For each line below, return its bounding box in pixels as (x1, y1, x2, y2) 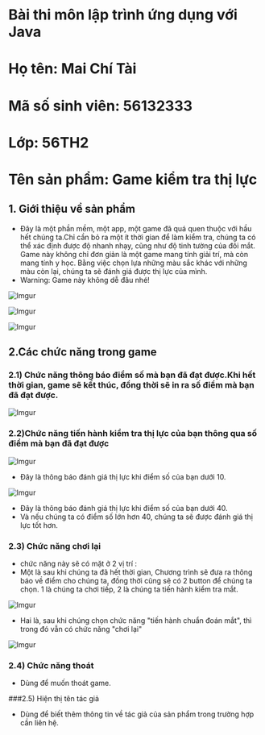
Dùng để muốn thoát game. (19, 679, 111, 688)
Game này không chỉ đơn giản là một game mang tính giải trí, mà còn (19, 249, 248, 259)
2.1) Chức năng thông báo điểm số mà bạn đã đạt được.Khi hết (8, 369, 256, 380)
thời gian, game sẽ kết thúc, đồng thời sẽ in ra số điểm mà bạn (8, 380, 255, 391)
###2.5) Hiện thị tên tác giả (8, 694, 99, 704)
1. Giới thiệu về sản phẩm (8, 202, 135, 216)
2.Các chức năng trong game (8, 345, 157, 359)
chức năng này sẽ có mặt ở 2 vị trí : (19, 559, 138, 569)
